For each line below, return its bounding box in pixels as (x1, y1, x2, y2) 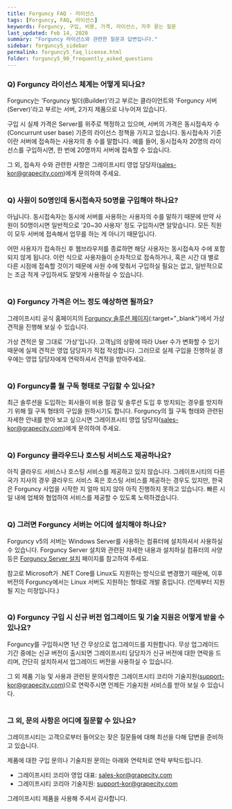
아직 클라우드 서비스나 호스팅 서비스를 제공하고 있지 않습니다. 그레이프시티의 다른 (7, 468, 226, 476)
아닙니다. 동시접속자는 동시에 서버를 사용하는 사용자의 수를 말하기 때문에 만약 (7, 213, 215, 221)
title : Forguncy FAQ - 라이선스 (7, 10, 95, 17)
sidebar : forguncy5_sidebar (7, 42, 89, 49)
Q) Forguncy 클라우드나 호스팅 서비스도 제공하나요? (7, 450, 172, 460)
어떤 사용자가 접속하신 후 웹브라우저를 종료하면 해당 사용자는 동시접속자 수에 (7, 245, 213, 253)
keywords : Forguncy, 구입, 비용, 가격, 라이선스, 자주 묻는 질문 (7, 23, 177, 30)
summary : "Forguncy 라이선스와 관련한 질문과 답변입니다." (7, 36, 158, 43)
